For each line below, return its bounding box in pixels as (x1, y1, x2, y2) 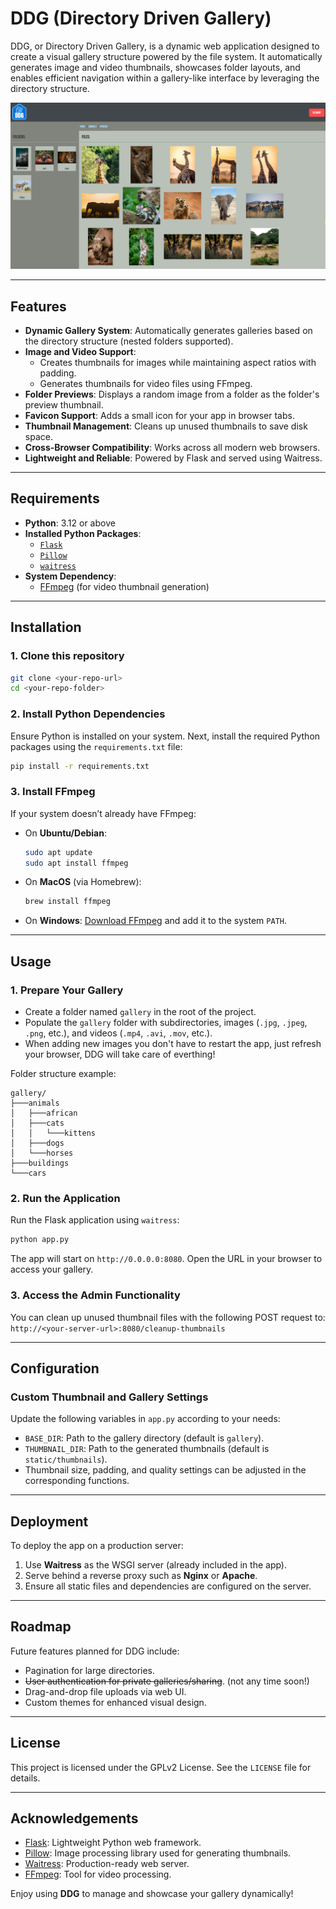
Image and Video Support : (24, 346, 137, 358)
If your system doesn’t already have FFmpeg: (10, 807, 197, 819)
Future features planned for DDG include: (10, 1645, 180, 1657)
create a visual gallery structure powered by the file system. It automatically (10, 50, 323, 62)
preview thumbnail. (24, 399, 104, 411)
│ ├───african (10, 1108, 78, 1119)
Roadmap (10, 1618, 72, 1636)
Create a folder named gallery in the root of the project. (24, 1006, 257, 1018)
